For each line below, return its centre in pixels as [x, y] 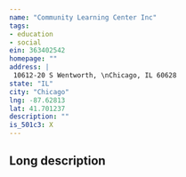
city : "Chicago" [39, 92]
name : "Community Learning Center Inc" [83, 17]
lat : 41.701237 [37, 109]
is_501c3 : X [31, 125]
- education [31, 34]
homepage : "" [33, 59]
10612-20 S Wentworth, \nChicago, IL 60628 [95, 76]
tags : [19, 26]
